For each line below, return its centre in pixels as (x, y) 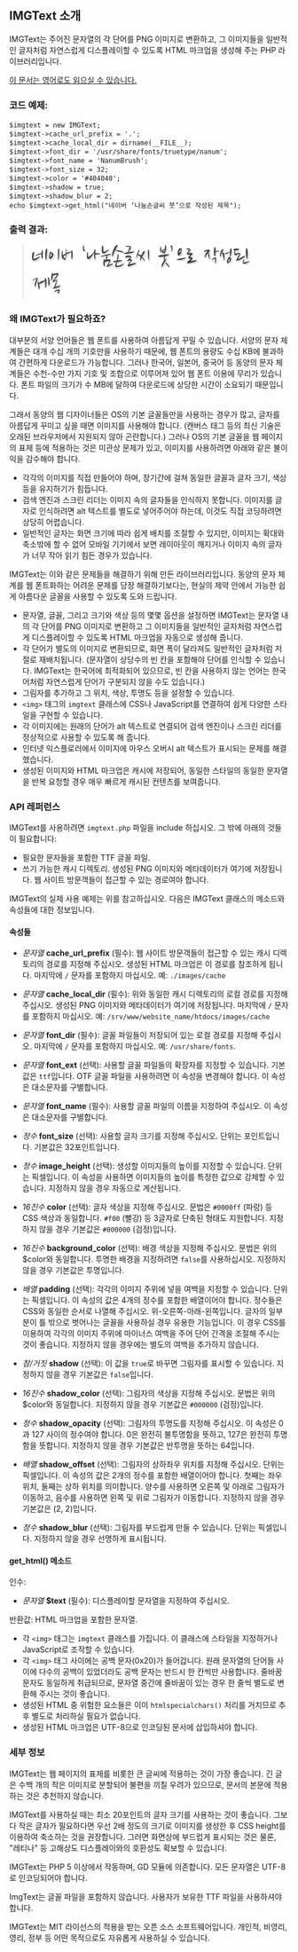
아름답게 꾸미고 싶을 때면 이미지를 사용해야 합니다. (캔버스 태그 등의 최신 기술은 (145, 425)
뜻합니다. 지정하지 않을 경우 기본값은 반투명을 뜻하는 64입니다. (146, 1445)
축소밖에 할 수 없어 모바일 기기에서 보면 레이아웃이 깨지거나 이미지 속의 (144, 544)
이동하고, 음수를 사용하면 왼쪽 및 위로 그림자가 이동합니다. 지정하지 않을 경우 (153, 1498)
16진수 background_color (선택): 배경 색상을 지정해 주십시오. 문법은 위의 (149, 1248)
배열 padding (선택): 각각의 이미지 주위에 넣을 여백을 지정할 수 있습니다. (147, 1289)
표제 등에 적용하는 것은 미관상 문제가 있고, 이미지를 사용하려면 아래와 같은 (145, 447)
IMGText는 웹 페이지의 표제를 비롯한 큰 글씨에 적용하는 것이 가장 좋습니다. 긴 (141, 1774)
